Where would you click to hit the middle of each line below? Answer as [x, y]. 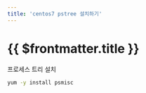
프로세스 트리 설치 [32, 69]
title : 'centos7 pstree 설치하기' [55, 14]
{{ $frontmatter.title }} [73, 48]
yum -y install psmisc [40, 82]
